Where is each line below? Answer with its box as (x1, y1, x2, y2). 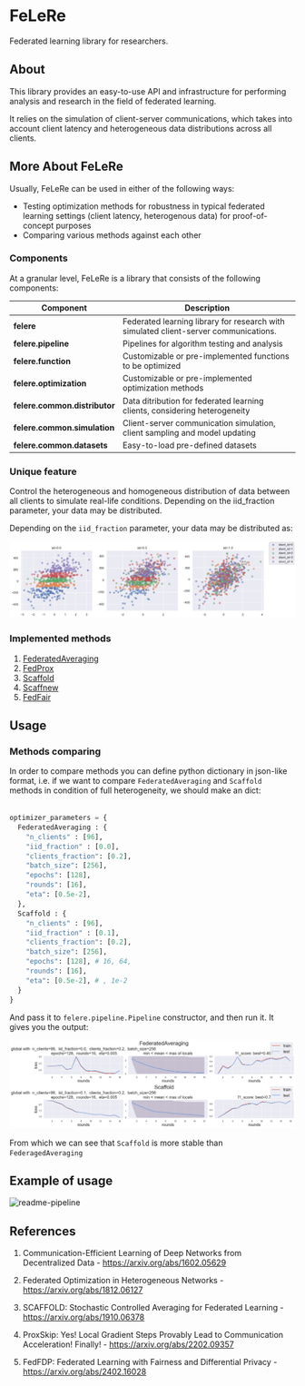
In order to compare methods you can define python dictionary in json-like (9, 766, 288, 777)
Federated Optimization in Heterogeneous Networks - (22, 1275, 224, 1286)
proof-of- (232, 210, 268, 221)
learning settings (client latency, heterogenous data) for (22, 210, 231, 221)
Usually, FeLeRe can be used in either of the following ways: (9, 183, 235, 193)
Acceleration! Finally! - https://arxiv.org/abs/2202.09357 (22, 1339, 234, 1350)
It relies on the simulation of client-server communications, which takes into (9, 113, 293, 124)
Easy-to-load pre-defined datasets (122, 440, 257, 450)
